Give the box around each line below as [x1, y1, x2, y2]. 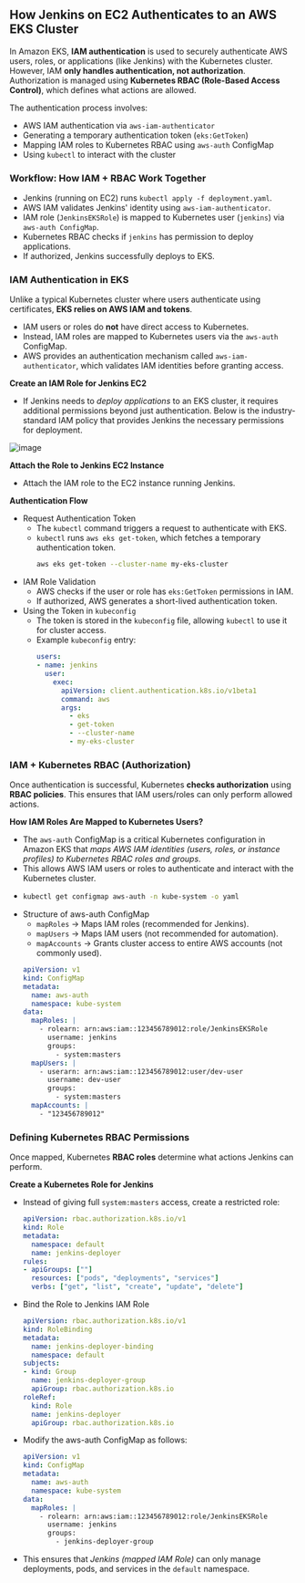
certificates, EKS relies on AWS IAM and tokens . [9, 304, 193, 315]
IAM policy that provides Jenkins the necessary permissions [57, 415, 285, 426]
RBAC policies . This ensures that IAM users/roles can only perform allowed [9, 789, 293, 800]
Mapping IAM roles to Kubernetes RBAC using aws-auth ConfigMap [22, 139, 275, 150]
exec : [53, 677, 75, 687]
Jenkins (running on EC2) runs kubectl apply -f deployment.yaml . [22, 193, 273, 203]
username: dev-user [46, 1076, 121, 1085]
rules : [22, 1256, 48, 1266]
